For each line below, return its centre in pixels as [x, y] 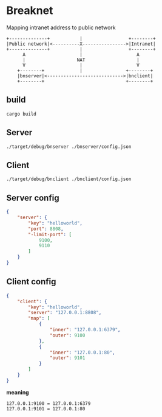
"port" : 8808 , [46, 229]
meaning [18, 392]
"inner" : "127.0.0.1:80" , [82, 352]
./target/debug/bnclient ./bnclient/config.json [69, 179]
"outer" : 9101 [67, 358]
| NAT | [81, 60]
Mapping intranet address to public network [61, 27]
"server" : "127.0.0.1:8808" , [65, 313]
